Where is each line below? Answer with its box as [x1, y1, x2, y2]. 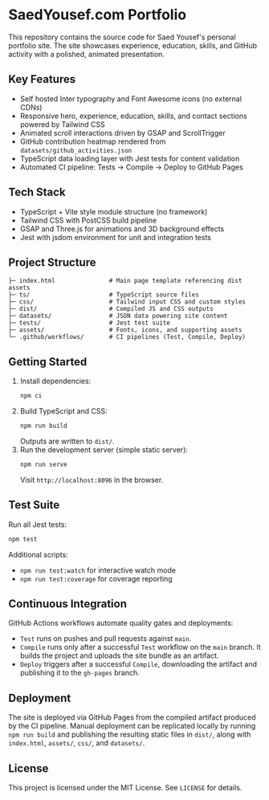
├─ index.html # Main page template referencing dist [8, 277, 243, 285]
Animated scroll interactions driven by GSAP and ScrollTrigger [19, 128, 226, 137]
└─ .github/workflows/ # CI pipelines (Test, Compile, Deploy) [8, 333, 247, 341]
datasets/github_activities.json [19, 146, 132, 154]
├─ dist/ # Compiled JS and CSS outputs [8, 305, 214, 313]
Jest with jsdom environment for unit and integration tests [19, 232, 211, 242]
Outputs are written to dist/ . [19, 436, 115, 446]
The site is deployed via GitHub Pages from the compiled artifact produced [8, 712, 256, 722]
